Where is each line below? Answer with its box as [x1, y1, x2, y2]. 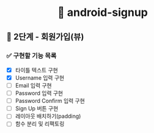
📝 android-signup [57, 6, 148, 20]
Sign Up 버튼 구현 [15, 105, 59, 112]
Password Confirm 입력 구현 [15, 97, 86, 105]
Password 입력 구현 [15, 89, 63, 97]
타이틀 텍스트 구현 [15, 66, 58, 74]
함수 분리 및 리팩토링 [15, 120, 65, 127]
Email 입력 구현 [15, 82, 52, 89]
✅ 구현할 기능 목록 [6, 51, 57, 60]
